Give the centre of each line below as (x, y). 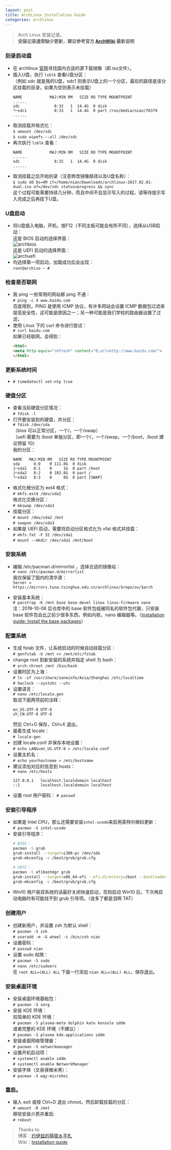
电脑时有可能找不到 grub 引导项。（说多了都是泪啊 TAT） (76, 898)
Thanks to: (29, 1130)
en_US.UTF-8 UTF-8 (32, 710)
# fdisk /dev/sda (31, 425)
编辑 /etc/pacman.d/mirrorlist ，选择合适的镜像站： (67, 566)
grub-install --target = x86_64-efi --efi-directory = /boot (75, 877)
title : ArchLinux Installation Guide (46, 15)
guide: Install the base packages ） (49, 621)
